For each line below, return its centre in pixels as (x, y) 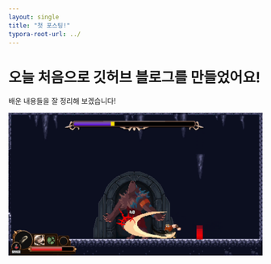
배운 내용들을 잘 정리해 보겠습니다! (62, 101)
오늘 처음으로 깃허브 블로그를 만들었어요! (134, 77)
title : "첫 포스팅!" (40, 25)
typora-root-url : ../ (45, 34)
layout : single (34, 17)
